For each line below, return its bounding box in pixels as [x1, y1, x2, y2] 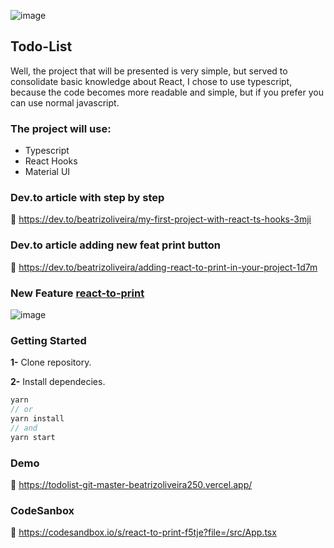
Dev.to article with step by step [10, 191, 165, 205]
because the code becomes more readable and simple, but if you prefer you [10, 86, 324, 98]
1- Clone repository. [10, 356, 92, 369]
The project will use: [10, 121, 112, 135]
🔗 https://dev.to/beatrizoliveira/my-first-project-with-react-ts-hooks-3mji [10, 213, 312, 225]
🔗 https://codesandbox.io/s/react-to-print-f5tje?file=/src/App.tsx [10, 526, 277, 539]
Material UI [24, 166, 71, 178]
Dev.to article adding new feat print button [10, 238, 221, 252]
